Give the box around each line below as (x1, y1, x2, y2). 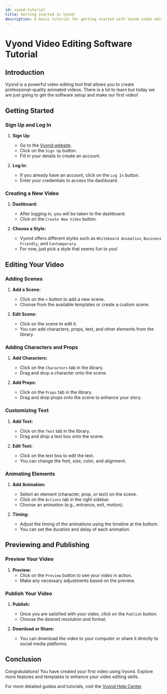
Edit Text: (12, 443, 33, 449)
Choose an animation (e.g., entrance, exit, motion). (19, 501, 124, 507)
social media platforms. (19, 640, 68, 647)
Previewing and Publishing (5, 541, 89, 549)
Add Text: (12, 418, 33, 424)
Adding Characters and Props (5, 344, 79, 351)
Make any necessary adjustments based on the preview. (19, 578, 135, 584)
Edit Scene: (12, 311, 37, 317)
